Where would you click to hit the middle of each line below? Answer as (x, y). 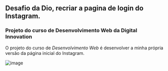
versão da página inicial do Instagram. (45, 53)
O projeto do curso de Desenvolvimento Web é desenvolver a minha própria (84, 48)
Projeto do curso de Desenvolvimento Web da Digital (71, 31)
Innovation (19, 37)
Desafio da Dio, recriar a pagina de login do (74, 8)
